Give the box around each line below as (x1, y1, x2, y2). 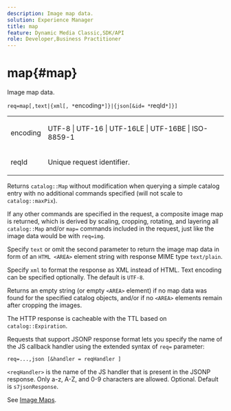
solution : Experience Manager (7, 17, 94, 23)
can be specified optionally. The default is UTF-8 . (7, 273, 145, 282)
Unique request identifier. (47, 158, 131, 167)
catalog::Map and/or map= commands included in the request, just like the (7, 224, 214, 233)
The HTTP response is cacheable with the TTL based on (7, 315, 167, 323)
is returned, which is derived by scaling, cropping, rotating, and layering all (7, 218, 219, 226)
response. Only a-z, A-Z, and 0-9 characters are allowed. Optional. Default (7, 375, 219, 383)
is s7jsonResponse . (7, 383, 58, 391)
